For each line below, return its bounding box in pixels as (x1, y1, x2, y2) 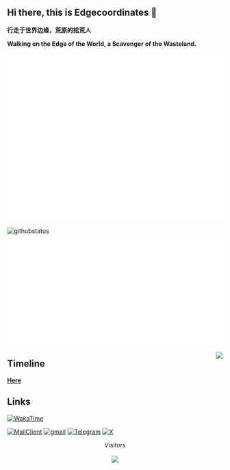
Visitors (104, 441, 126, 449)
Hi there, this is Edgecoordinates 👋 (7, 7, 157, 18)
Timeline (7, 358, 46, 370)
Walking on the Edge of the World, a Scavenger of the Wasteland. (7, 39, 197, 48)
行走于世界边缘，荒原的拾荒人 (7, 25, 91, 34)
